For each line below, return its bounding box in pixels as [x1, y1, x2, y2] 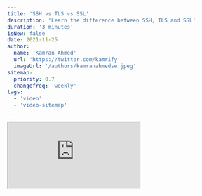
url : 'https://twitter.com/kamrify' [13, 56, 121, 63]
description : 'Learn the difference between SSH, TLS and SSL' [7, 17, 196, 24]
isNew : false [7, 30, 46, 37]
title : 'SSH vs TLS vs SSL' [7, 10, 90, 18]
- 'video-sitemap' [13, 102, 68, 109]
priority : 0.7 [13, 75, 55, 83]
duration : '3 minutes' [7, 23, 74, 30]
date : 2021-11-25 [7, 37, 58, 44]
